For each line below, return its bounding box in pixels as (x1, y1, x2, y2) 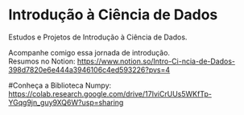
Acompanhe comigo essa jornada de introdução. (8, 47, 171, 57)
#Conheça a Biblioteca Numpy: (8, 80, 112, 90)
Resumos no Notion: (8, 56, 76, 66)
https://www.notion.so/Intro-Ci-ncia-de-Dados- (77, 56, 236, 66)
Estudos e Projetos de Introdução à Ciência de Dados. (8, 32, 188, 42)
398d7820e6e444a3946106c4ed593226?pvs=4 (8, 64, 171, 74)
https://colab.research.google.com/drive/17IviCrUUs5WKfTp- (8, 88, 212, 98)
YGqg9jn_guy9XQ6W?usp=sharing (8, 97, 124, 107)
